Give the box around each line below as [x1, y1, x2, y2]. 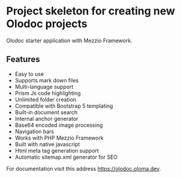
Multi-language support [14, 83, 74, 90]
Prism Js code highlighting [14, 89, 81, 97]
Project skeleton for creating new [6, 4, 176, 18]
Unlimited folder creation [14, 96, 77, 103]
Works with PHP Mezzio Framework [14, 134, 104, 141]
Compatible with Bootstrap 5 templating [14, 102, 113, 109]
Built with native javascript [14, 140, 80, 148]
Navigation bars [14, 127, 55, 135]
